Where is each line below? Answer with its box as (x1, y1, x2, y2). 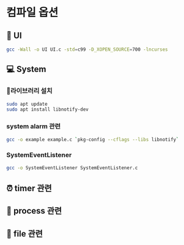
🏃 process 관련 (6, 206, 62, 216)
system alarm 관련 (6, 122, 61, 131)
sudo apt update (6, 101, 48, 107)
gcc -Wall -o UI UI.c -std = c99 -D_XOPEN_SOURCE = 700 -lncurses (6, 46, 168, 53)
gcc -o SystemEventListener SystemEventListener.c (6, 164, 138, 171)
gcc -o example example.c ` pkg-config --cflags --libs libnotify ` (6, 136, 179, 142)
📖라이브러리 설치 (6, 87, 53, 95)
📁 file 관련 (6, 229, 43, 239)
